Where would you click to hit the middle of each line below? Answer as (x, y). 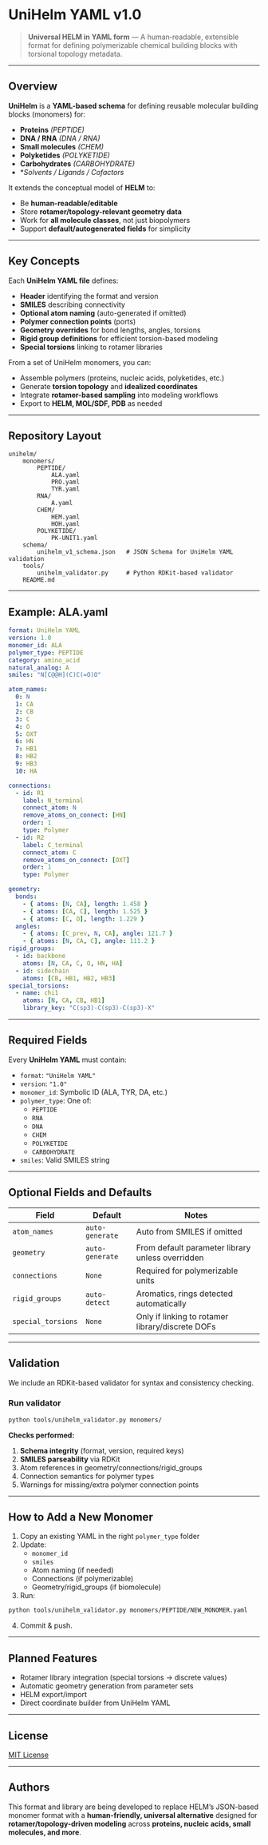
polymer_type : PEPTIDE (46, 653)
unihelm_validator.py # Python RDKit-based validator (135, 573)
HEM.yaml (65, 517)
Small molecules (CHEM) (62, 146)
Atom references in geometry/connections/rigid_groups (111, 1467)
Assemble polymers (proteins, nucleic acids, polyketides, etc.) (122, 378)
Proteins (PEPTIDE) (52, 129)
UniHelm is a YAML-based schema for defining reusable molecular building (133, 105)
